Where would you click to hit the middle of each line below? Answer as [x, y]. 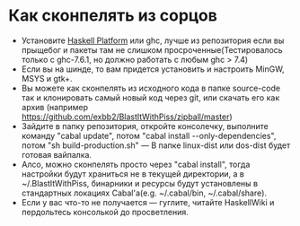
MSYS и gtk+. [47, 78]
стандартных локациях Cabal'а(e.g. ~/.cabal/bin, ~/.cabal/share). [144, 193]
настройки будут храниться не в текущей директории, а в [132, 174]
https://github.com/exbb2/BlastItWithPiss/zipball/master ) [127, 117]
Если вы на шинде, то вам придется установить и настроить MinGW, [153, 69]
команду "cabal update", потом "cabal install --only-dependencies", [149, 135]
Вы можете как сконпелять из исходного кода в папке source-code [150, 88]
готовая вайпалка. [56, 154]
